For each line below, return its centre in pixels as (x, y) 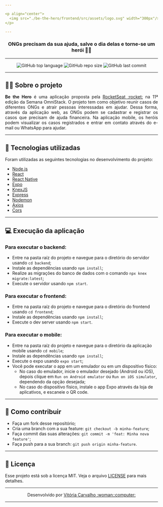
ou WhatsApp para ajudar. (40, 128)
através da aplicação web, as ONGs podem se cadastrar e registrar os (81, 112)
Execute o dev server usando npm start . (52, 322)
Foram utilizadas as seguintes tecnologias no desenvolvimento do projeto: (79, 160)
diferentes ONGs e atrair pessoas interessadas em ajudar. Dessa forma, (81, 107)
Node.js (20, 169)
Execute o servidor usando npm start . (50, 283)
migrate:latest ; (28, 278)
